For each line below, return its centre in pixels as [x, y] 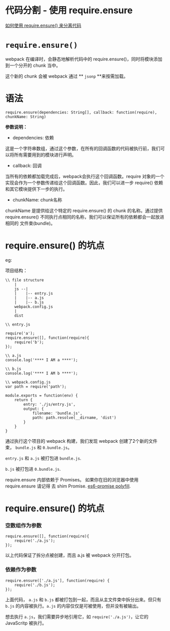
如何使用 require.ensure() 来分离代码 [44, 25]
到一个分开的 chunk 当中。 [33, 65]
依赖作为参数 [21, 570]
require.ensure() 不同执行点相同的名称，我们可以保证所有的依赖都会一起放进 [85, 217]
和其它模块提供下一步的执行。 [36, 189]
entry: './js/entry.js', [50, 404]
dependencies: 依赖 [33, 137]
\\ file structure [25, 280]
